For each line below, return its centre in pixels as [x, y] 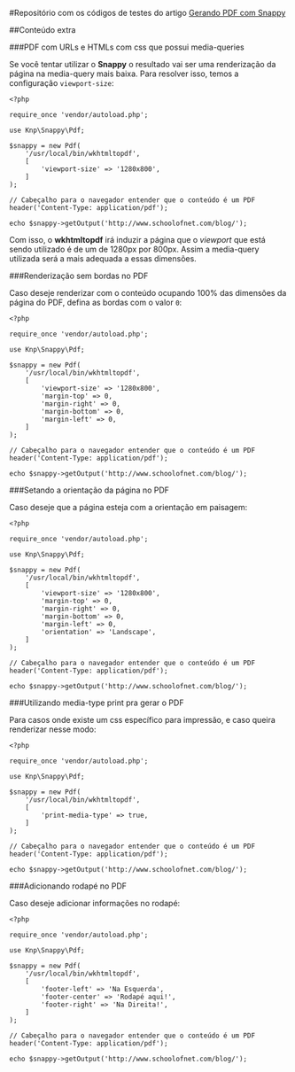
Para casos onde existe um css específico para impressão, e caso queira [143, 720]
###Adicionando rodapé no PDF [68, 886]
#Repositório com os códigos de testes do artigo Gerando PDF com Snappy [147, 13]
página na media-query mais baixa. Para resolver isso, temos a [124, 74]
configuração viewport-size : [62, 83]
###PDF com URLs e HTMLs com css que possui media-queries [127, 47]
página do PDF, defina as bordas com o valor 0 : [96, 302]
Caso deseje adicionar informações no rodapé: [95, 903]
